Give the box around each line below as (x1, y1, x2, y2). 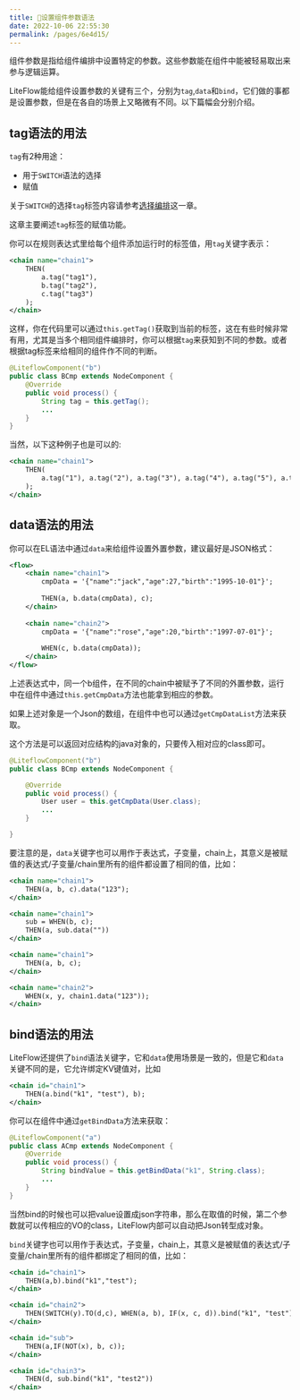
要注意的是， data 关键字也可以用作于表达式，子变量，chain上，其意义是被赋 (9, 847, 288, 858)
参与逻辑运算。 (9, 66, 64, 77)
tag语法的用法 (9, 125, 87, 141)
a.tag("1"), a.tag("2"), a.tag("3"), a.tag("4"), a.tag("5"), (41, 474, 278, 483)
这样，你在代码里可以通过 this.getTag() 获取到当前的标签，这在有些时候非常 (9, 323, 288, 334)
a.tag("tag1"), (41, 272, 98, 282)
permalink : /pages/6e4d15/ (9, 30, 110, 38)
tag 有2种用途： (9, 151, 66, 162)
